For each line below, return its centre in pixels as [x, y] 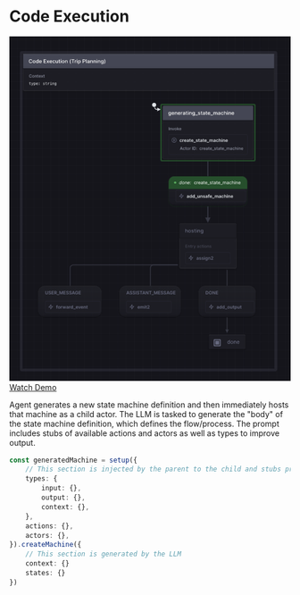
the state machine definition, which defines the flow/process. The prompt [144, 423]
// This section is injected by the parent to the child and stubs [153, 469]
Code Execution [69, 17]
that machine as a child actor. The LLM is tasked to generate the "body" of [146, 414]
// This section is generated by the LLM [103, 554]
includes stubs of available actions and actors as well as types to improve [144, 433]
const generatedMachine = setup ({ [74, 460]
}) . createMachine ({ [46, 545]
